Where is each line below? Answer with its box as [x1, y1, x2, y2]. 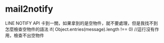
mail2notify [5, 3, 53, 15]
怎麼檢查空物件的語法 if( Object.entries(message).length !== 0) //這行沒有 [5, 26, 155, 32]
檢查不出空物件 [13, 32, 44, 38]
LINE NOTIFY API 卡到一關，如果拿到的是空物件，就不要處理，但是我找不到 [5, 20, 158, 26]
